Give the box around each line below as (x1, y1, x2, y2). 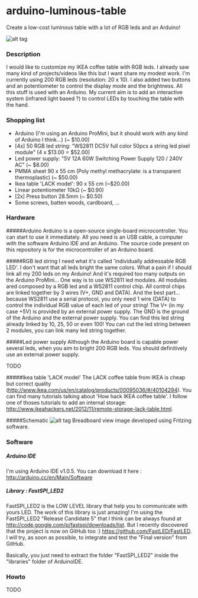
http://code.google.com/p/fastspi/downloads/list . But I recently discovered (6, 521, 188, 528)
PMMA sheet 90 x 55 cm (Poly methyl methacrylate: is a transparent (14, 167, 181, 174)
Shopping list (6, 116, 46, 124)
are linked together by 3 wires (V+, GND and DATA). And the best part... (6, 289, 180, 296)
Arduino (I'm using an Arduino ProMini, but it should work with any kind (14, 129, 188, 137)
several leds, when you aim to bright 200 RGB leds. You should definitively (6, 344, 187, 351)
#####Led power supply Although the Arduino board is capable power (6, 338, 178, 345)
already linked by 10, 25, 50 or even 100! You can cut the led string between (6, 320, 191, 327)
